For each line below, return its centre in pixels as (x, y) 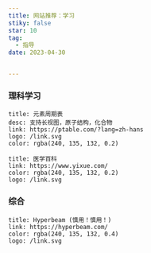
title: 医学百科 (33, 159)
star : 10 (23, 30)
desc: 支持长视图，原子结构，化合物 (60, 123)
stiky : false (30, 23)
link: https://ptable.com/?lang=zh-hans (76, 130)
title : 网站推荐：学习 (42, 16)
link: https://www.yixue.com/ (58, 166)
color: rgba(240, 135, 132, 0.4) (64, 234)
